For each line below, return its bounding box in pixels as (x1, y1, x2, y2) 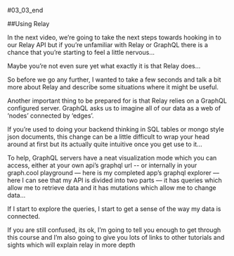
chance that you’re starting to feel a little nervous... (7, 49, 155, 56)
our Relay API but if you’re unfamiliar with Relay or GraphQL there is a (7, 41, 209, 49)
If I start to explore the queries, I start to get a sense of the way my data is (7, 205, 221, 213)
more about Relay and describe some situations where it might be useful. (7, 83, 219, 91)
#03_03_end (7, 6, 44, 14)
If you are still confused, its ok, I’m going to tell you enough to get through (7, 226, 221, 234)
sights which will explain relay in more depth (7, 241, 136, 249)
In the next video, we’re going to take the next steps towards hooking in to (7, 33, 221, 41)
